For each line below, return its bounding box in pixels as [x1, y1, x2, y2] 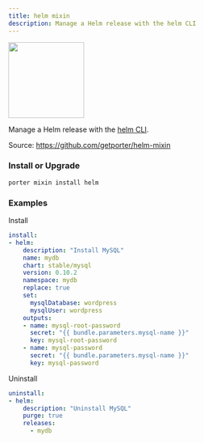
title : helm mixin [8, 11, 70, 20]
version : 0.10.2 [23, 268, 78, 277]
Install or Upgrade [8, 160, 81, 171]
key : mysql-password [29, 359, 99, 367]
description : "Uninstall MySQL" [23, 404, 131, 412]
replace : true [23, 284, 70, 292]
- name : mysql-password [23, 344, 103, 352]
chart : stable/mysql [23, 261, 92, 269]
